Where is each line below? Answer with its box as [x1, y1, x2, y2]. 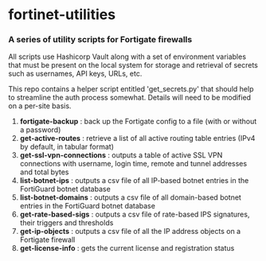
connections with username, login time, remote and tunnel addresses [19, 159, 248, 169]
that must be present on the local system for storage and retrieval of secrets [8, 60, 259, 70]
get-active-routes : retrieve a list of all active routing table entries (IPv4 [19, 134, 256, 143]
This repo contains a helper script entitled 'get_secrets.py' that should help [8, 84, 254, 94]
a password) [19, 125, 61, 134]
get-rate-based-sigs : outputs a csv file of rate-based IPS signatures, [19, 209, 250, 220]
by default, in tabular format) [19, 142, 114, 152]
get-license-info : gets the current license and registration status [19, 243, 235, 253]
